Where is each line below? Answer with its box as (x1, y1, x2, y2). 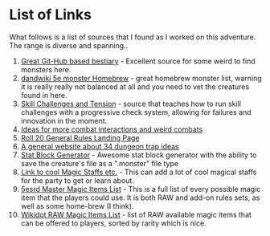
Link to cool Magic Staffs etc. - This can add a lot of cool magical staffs (20, 167, 257, 177)
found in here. (20, 90, 67, 100)
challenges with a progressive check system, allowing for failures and (20, 107, 252, 117)
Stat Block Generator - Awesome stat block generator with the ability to (20, 150, 257, 160)
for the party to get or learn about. (20, 175, 135, 185)
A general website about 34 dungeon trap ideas (20, 141, 179, 151)
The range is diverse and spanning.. (9, 40, 129, 50)
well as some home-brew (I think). (20, 201, 134, 210)
